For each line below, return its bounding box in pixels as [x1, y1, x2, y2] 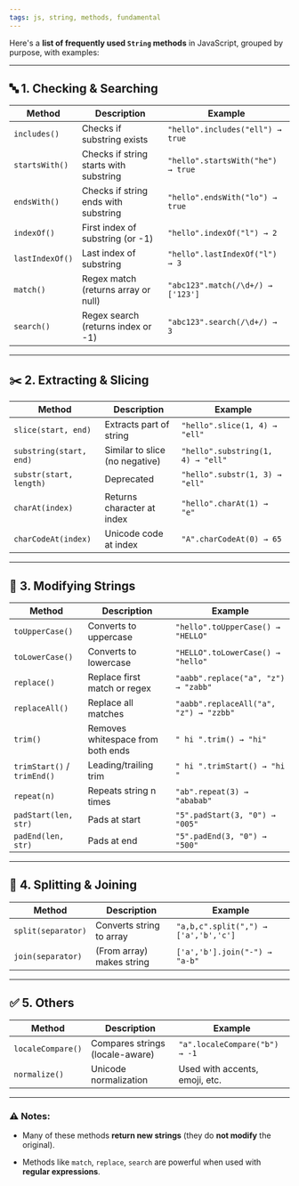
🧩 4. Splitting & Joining [9, 878, 138, 893]
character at [104, 502, 156, 515]
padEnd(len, [13, 832, 65, 841]
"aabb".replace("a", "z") [174, 673, 286, 684]
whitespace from [87, 734, 158, 746]
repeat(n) [13, 792, 55, 801]
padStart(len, [13, 810, 74, 820]
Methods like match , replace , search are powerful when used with [21, 1157, 262, 1167]
